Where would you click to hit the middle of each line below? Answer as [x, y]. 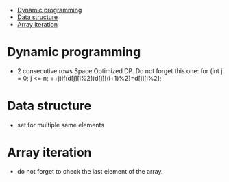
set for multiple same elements [61, 125]
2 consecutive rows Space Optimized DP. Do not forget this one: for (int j [120, 70]
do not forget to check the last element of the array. [90, 171]
